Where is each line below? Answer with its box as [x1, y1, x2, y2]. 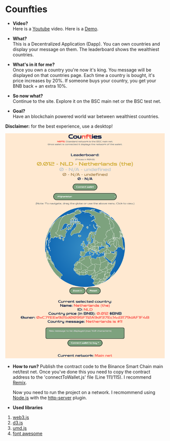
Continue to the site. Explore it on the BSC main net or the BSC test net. [12, 98, 161, 104]
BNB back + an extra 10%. [12, 83, 67, 89]
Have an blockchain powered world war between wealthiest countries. [12, 113, 159, 119]
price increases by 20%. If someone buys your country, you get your [12, 77, 156, 84]
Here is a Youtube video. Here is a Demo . [12, 25, 99, 31]
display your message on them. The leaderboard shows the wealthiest [12, 46, 159, 52]
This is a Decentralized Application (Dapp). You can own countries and [12, 41, 160, 47]
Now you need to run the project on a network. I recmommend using [12, 389, 156, 395]
